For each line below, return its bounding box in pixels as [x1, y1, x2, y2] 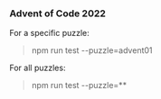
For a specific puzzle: [9, 28, 90, 39]
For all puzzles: [9, 62, 66, 74]
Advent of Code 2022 [9, 7, 107, 20]
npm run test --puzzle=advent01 [31, 45, 153, 56]
